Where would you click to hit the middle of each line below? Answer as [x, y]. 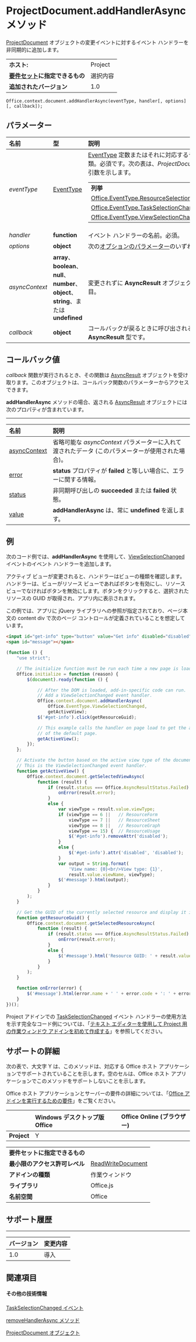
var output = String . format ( [94, 864]
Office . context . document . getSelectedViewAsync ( [86, 776]
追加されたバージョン [38, 87]
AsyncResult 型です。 [118, 337]
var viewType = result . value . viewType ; [107, 809]
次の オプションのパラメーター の [132, 246]
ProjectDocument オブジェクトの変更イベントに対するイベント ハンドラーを [97, 42]
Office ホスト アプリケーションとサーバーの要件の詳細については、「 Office [95, 1094]
